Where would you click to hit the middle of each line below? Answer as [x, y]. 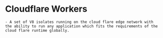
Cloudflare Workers [46, 9]
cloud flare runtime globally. [37, 30]
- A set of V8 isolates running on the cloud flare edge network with [79, 22]
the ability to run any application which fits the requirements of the [81, 26]
